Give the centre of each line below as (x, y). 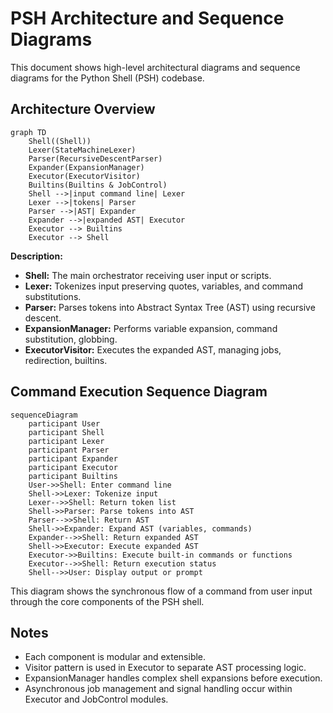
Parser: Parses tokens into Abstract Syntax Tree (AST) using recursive (170, 307)
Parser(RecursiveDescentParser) (95, 158)
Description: (36, 256)
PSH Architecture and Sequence (147, 18)
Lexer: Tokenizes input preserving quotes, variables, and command (164, 286)
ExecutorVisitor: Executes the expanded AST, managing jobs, (153, 349)
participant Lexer (66, 441)
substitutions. (53, 296)
